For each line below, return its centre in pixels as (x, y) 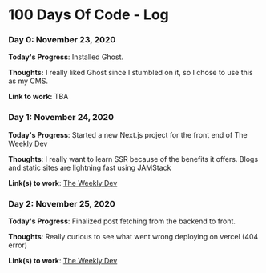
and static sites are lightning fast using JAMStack (90, 167)
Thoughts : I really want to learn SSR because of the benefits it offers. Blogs (133, 159)
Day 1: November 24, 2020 (61, 118)
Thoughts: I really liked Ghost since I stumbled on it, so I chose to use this (131, 73)
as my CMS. (28, 81)
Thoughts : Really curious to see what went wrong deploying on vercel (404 (133, 237)
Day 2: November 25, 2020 (62, 203)
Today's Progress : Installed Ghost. (66, 57)
